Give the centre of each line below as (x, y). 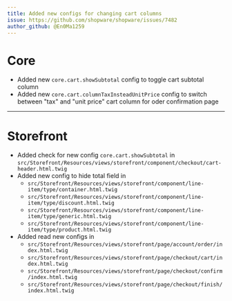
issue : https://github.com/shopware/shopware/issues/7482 (92, 20)
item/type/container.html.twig (72, 190)
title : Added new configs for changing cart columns (85, 13)
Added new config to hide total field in (71, 176)
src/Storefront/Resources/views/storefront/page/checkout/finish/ (125, 285)
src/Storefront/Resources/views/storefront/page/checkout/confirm (125, 271)
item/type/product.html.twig (69, 230)
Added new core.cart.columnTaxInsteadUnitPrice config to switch (112, 95)
